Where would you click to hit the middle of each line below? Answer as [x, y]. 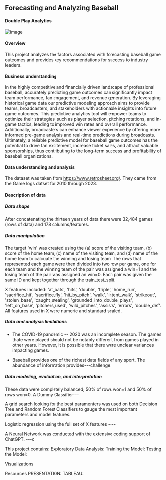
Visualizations [19, 464]
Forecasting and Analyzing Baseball [62, 8]
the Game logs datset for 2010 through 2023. [51, 184]
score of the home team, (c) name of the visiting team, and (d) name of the [81, 253]
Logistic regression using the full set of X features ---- [61, 424]
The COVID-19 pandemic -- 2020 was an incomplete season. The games [87, 334]
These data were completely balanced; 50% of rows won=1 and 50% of [79, 389]
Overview [15, 43]
